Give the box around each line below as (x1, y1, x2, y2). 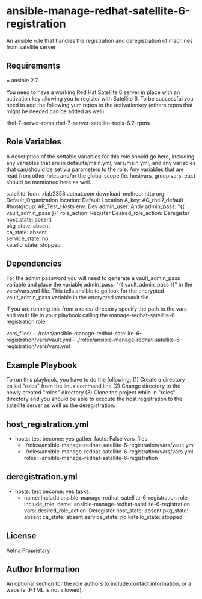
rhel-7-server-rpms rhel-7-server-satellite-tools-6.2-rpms (6, 119, 150, 126)
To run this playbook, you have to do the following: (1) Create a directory (6, 376, 185, 383)
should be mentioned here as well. (6, 178, 91, 185)
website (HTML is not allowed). (6, 586, 84, 594)
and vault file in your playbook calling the (6, 312, 108, 319)
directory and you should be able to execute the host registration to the (6, 396, 183, 403)
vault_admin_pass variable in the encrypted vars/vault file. (6, 294, 150, 301)
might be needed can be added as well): (6, 107, 106, 115)
